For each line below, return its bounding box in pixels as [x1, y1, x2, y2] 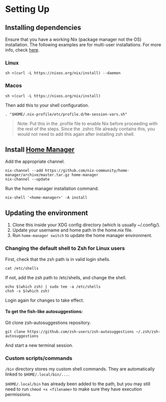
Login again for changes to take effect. [5, 297, 84, 303]
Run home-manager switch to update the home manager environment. [12, 233, 153, 239]
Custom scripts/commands [5, 354, 73, 361]
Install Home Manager [5, 145, 75, 154]
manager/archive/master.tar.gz [5, 172, 70, 177]
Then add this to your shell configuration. [5, 102, 89, 108]
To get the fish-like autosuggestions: [5, 309, 83, 315]
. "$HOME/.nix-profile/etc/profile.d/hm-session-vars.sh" [5, 112, 127, 117]
